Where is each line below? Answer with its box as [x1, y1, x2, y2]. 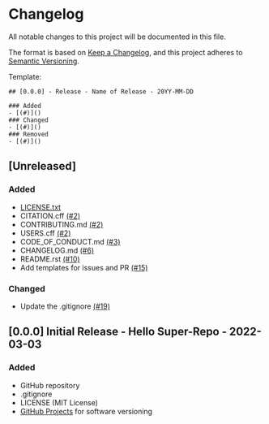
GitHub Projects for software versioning [19, 406, 152, 416]
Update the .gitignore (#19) [19, 301, 111, 311]
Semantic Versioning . [8, 56, 79, 66]
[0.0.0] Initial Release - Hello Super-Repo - [8, 325, 228, 339]
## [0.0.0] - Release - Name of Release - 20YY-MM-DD [8, 87, 194, 96]
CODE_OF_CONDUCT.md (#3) [19, 236, 121, 246]
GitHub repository [19, 380, 80, 390]
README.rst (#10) [19, 253, 80, 264]
